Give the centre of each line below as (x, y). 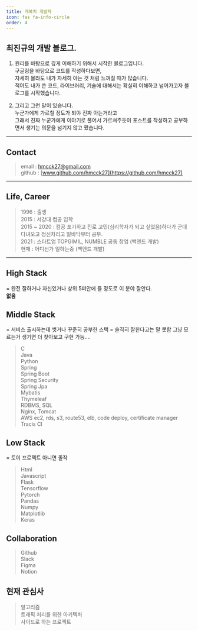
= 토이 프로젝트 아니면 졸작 (37, 458)
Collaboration (32, 538)
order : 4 (17, 22)
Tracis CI (31, 424)
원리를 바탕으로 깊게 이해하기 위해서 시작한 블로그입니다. (79, 63)
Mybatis (30, 393)
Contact (21, 152)
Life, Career (28, 197)
